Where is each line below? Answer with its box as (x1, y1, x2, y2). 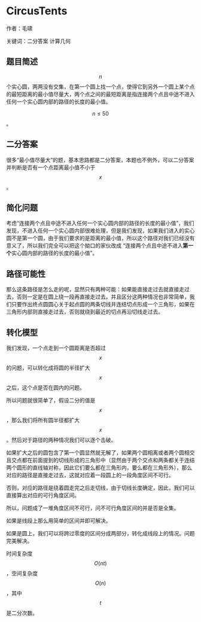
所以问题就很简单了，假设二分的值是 (6, 397, 96, 404)
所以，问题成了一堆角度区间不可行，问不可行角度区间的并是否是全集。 (6, 504, 179, 511)
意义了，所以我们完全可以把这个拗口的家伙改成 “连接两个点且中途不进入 (6, 242, 184, 249)
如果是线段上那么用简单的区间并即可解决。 (6, 517, 111, 524)
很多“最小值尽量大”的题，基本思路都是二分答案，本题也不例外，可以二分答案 (6, 156, 194, 163)
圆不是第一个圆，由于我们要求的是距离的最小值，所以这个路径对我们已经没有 (6, 234, 195, 242)
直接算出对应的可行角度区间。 (6, 492, 80, 499)
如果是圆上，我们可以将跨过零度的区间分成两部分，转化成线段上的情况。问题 (6, 530, 195, 536)
